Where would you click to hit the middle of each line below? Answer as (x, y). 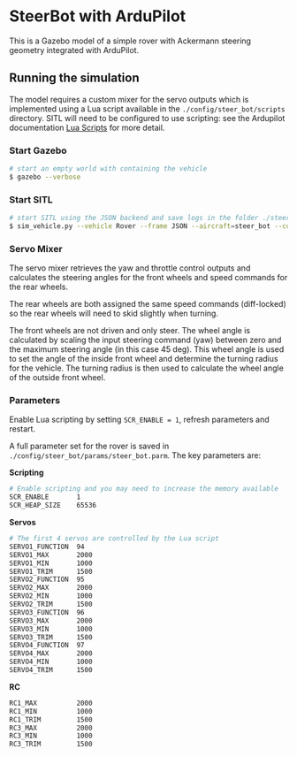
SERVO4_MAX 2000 (51, 654)
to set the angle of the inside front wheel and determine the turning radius (144, 359)
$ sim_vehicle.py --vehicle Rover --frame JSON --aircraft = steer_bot (140, 226)
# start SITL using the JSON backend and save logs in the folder (134, 218)
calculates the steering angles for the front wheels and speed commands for (148, 278)
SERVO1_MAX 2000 (51, 554)
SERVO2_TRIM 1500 (51, 604)
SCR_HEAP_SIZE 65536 (53, 506)
